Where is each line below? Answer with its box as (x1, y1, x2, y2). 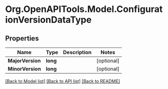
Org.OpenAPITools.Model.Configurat (5, 3, 163, 15)
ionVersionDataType (5, 14, 92, 25)
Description (63, 49, 92, 55)
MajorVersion (8, 57, 41, 64)
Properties (5, 34, 39, 42)
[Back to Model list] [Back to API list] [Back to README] (5, 78, 120, 84)
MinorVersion (8, 65, 41, 72)
